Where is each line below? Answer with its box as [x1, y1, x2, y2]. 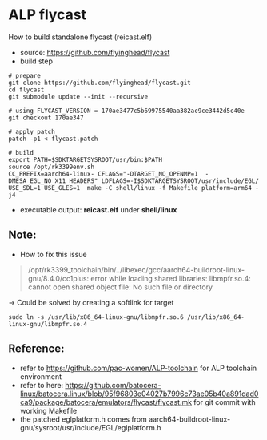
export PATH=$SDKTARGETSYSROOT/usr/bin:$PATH [8, 155, 162, 163]
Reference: [8, 342, 65, 356]
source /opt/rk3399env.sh [8, 163, 94, 171]
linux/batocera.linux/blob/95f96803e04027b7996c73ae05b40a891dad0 [19, 389, 259, 398]
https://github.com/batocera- [65, 380, 161, 390]
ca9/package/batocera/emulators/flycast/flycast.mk [19, 397, 193, 406]
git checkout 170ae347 [8, 114, 84, 122]
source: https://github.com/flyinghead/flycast [19, 47, 170, 57]
